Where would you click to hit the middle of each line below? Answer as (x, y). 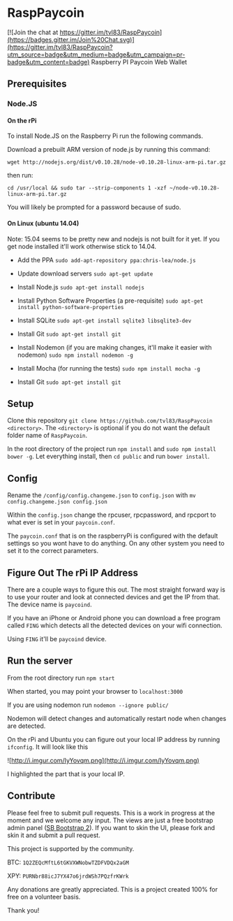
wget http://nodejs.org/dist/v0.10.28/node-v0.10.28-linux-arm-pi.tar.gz (117, 162)
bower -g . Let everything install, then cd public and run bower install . (108, 457)
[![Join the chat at (33, 32)
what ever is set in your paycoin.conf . (61, 522)
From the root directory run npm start (61, 678)
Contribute (31, 796)
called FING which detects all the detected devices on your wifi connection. (115, 626)
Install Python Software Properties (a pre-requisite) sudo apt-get (110, 300)
